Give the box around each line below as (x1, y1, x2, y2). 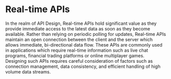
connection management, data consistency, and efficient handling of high (5, 63, 161, 69)
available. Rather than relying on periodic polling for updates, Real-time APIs (5, 31, 166, 37)
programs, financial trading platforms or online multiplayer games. (5, 52, 145, 59)
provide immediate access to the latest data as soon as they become (5, 25, 151, 31)
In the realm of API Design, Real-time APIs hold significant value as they (5, 20, 157, 26)
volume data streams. (5, 68, 51, 74)
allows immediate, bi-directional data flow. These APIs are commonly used (5, 42, 163, 48)
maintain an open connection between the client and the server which (5, 36, 153, 43)
